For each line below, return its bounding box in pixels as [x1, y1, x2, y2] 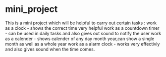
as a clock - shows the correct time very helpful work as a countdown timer [5, 25, 160, 31]
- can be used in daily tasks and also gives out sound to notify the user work [5, 30, 162, 36]
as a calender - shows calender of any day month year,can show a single [5, 36, 155, 42]
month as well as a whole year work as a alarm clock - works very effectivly [5, 41, 160, 47]
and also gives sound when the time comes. [5, 46, 95, 52]
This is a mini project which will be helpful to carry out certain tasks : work [5, 20, 157, 26]
